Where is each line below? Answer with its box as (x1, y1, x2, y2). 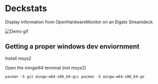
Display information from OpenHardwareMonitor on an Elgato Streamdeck (5, 19, 153, 25)
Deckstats (5, 3, 47, 14)
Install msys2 (5, 55, 32, 61)
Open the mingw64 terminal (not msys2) (5, 65, 87, 70)
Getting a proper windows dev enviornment (5, 42, 140, 51)
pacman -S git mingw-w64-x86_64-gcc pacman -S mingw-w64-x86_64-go (5, 74, 145, 79)
